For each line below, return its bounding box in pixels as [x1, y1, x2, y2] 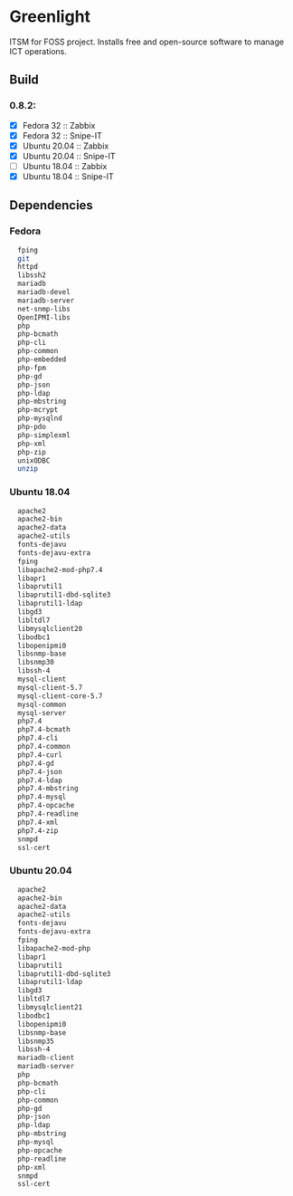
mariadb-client [17, 1053, 75, 1063]
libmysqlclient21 [17, 1003, 83, 1012]
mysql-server [17, 708, 67, 717]
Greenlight [9, 6, 91, 27]
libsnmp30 [17, 658, 54, 667]
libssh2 [17, 271, 47, 280]
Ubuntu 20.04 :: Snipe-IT [22, 150, 116, 161]
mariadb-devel [17, 288, 71, 297]
